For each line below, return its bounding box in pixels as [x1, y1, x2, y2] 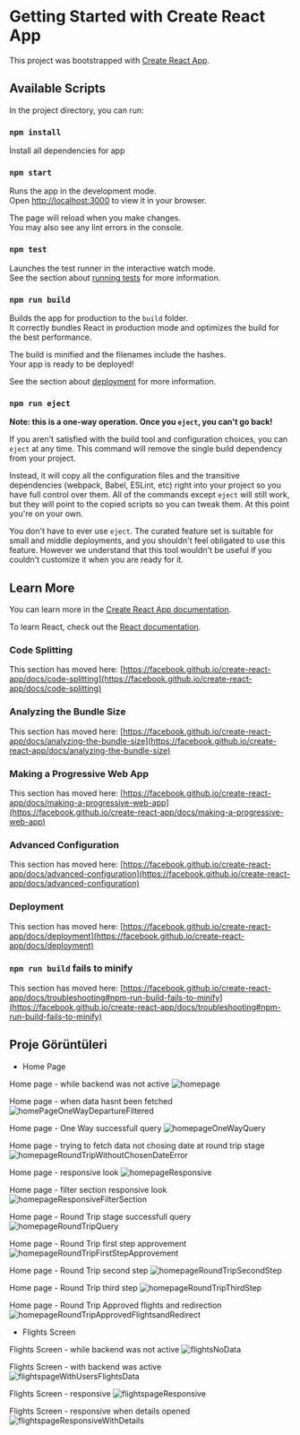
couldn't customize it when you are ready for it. [9, 554, 184, 566]
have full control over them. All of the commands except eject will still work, [9, 489, 290, 500]
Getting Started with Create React [9, 6, 266, 27]
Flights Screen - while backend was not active [9, 1344, 180, 1354]
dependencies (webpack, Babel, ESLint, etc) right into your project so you [9, 480, 282, 490]
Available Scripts [9, 81, 106, 96]
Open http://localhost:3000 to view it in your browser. [9, 195, 208, 206]
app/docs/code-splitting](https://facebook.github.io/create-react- [9, 674, 253, 685]
